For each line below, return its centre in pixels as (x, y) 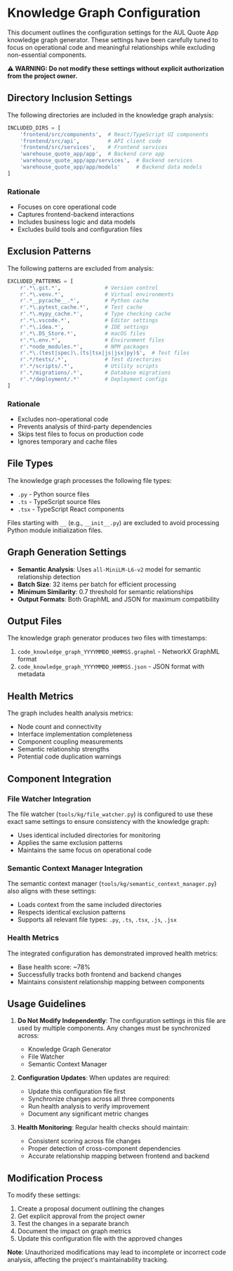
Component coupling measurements (70, 742)
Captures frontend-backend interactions (76, 214)
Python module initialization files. (55, 530)
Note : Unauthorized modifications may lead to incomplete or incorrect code (117, 1252)
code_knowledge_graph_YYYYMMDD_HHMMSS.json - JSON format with (111, 666)
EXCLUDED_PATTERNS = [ (40, 281)
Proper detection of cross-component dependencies (104, 1149)
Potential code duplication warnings (69, 756)
